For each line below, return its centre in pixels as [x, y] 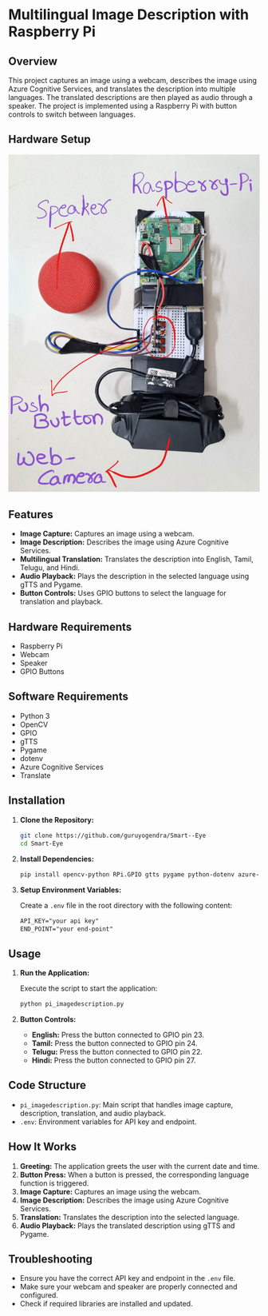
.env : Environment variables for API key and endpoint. [108, 1122]
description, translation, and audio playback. [93, 1113]
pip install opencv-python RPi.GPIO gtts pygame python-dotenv [127, 875]
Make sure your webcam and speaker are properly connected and [128, 1287]
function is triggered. [54, 1183]
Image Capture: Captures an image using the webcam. [110, 1191]
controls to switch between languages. [72, 114]
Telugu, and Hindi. [50, 568]
